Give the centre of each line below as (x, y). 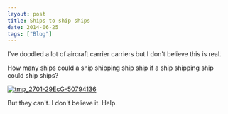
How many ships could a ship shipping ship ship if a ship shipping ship (111, 68)
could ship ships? (33, 76)
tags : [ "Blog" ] (30, 34)
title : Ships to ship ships (49, 21)
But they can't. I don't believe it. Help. (62, 103)
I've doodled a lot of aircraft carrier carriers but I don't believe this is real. (114, 54)
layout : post (27, 14)
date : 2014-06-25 (33, 27)
